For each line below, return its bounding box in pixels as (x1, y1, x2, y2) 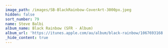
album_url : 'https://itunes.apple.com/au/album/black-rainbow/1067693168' (5, 30, 165, 35)
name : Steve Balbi (5, 21, 44, 26)
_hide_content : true (5, 35, 49, 40)
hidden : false (5, 12, 35, 17)
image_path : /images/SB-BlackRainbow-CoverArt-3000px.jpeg (5, 7, 132, 12)
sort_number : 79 (5, 16, 39, 21)
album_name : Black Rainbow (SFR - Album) (5, 26, 94, 31)
